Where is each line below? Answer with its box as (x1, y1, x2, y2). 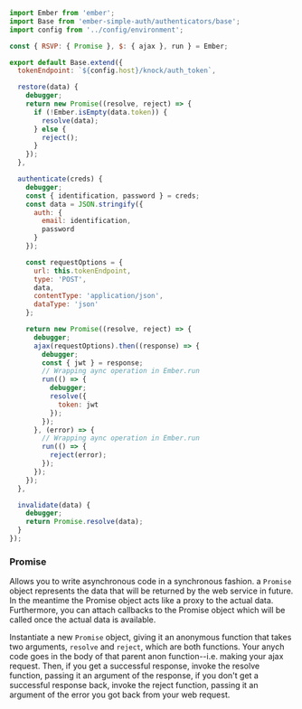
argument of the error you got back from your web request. (9, 689, 231, 700)
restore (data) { (17, 82, 79, 92)
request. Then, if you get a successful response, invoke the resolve (9, 660, 260, 672)
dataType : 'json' (33, 300, 99, 309)
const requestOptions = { (25, 257, 124, 266)
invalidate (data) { (17, 500, 91, 509)
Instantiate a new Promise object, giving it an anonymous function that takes (9, 632, 292, 643)
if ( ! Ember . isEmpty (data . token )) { (33, 107, 168, 117)
